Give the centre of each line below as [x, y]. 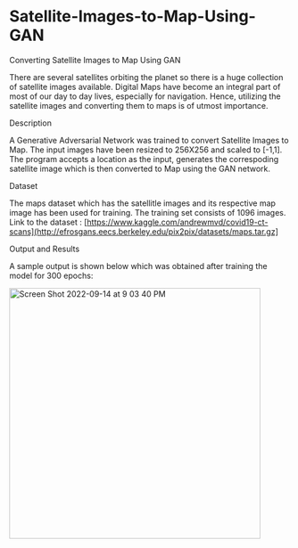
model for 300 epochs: [51, 275]
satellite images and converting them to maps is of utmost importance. [139, 105]
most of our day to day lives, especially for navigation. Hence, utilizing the [145, 96]
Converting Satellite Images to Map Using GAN [95, 60]
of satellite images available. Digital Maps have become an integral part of [145, 86]
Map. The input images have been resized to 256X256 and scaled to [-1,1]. [146, 150]
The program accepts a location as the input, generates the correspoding [144, 159]
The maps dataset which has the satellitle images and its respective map [143, 203]
